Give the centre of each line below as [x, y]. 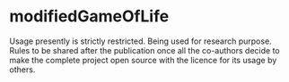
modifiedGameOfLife [89, 16]
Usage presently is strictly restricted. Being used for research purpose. [140, 41]
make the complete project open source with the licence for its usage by [143, 60]
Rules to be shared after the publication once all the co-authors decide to [144, 50]
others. [22, 70]
